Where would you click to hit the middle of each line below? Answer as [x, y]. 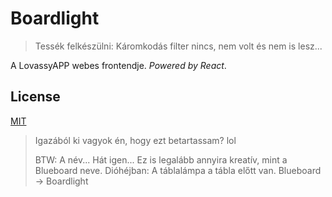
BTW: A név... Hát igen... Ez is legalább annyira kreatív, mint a [161, 159]
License [35, 97]
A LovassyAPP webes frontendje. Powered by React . [118, 65]
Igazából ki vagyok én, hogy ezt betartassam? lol [135, 140]
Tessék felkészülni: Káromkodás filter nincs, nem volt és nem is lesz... [178, 46]
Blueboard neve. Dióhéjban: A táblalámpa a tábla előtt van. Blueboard [178, 170]
